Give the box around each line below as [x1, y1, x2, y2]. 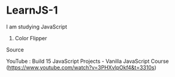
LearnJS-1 [6, 4, 58, 17]
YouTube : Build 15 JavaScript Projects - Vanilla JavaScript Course [6, 57, 169, 65]
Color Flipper [14, 34, 48, 41]
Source [6, 46, 24, 53]
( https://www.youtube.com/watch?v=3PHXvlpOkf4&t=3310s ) [6, 63, 156, 71]
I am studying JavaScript [6, 23, 67, 30]
